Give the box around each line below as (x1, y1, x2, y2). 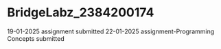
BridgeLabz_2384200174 (7, 5, 154, 20)
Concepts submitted (7, 34, 65, 42)
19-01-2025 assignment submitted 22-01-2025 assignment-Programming (7, 27, 215, 35)
